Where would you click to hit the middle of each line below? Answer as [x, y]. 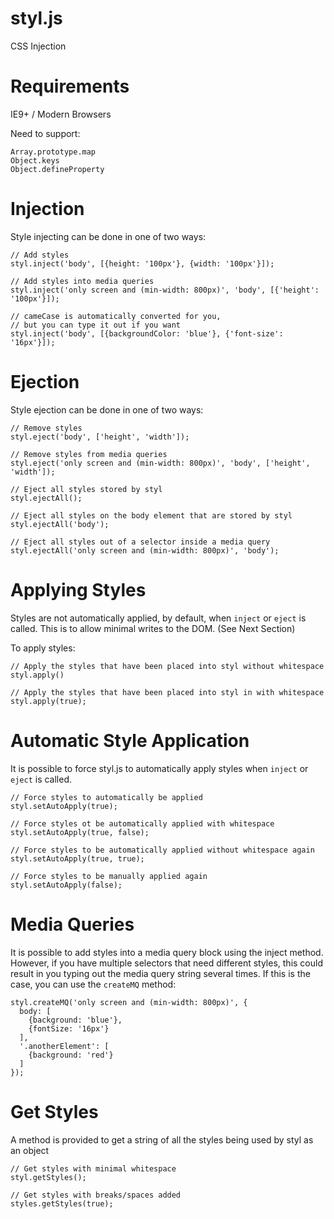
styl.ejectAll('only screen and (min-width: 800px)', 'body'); [145, 550]
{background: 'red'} [71, 1055]
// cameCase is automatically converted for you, [116, 316]
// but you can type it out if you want [96, 325]
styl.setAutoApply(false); [66, 885]
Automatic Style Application [130, 740]
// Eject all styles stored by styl [86, 489]
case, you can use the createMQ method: [93, 984]
